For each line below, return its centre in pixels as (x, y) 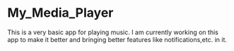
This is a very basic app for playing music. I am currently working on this (113, 32)
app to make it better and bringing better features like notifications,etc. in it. (117, 39)
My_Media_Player (60, 13)
